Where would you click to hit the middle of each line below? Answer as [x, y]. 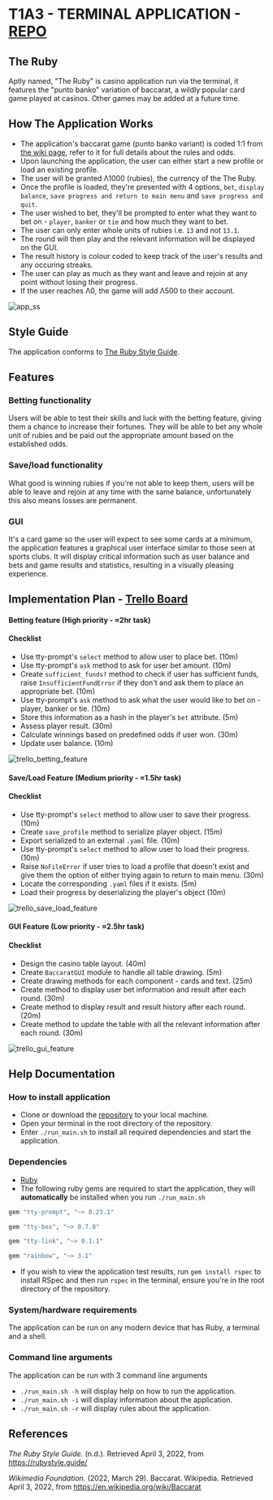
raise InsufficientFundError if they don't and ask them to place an [132, 683]
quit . [29, 204]
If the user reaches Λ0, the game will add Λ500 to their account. [128, 291]
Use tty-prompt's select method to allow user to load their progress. [135, 849]
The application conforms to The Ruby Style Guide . [94, 352]
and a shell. [28, 1336]
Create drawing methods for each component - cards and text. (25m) [136, 980]
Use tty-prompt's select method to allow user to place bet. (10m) [129, 657]
